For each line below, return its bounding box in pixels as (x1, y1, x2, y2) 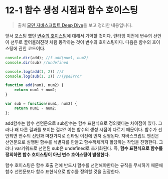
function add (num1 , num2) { (5, 83, 64, 88)
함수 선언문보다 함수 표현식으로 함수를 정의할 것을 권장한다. (5, 168, 120, 174)
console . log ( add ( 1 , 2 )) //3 (5, 69, 64, 74)
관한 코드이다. (18, 45, 46, 51)
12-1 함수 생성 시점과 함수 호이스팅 (5, 5, 138, 16)
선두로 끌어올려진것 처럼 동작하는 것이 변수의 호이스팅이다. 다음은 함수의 (10, 39, 151, 45)
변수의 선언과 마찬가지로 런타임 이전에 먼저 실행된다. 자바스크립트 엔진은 (18, 132, 159, 138)
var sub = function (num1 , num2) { (5, 101, 78, 106)
